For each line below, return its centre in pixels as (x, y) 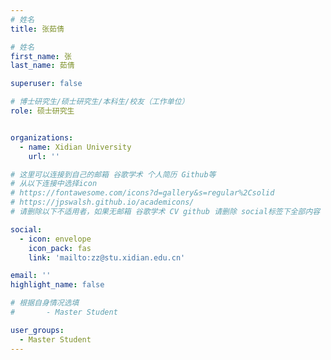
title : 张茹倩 (37, 29)
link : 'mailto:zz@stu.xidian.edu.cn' (107, 257)
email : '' (31, 276)
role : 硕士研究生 (42, 111)
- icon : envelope (55, 239)
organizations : (42, 137)
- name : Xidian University (75, 147)
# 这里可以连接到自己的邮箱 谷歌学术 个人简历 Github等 (113, 174)
